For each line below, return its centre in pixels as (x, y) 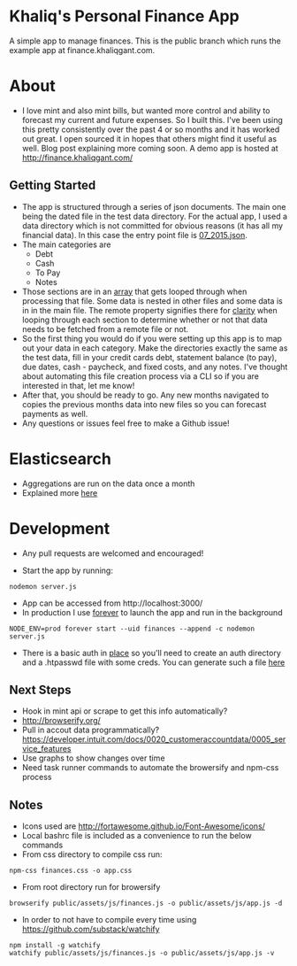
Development (60, 528)
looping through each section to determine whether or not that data (145, 320)
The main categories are (66, 244)
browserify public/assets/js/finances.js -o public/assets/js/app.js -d (146, 904)
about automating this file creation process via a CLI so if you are (140, 376)
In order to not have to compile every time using (109, 920)
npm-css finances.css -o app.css (71, 871)
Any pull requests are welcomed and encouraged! (113, 553)
